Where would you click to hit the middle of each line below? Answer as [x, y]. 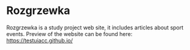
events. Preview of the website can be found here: [69, 34]
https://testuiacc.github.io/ [40, 40]
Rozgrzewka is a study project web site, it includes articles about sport [95, 27]
